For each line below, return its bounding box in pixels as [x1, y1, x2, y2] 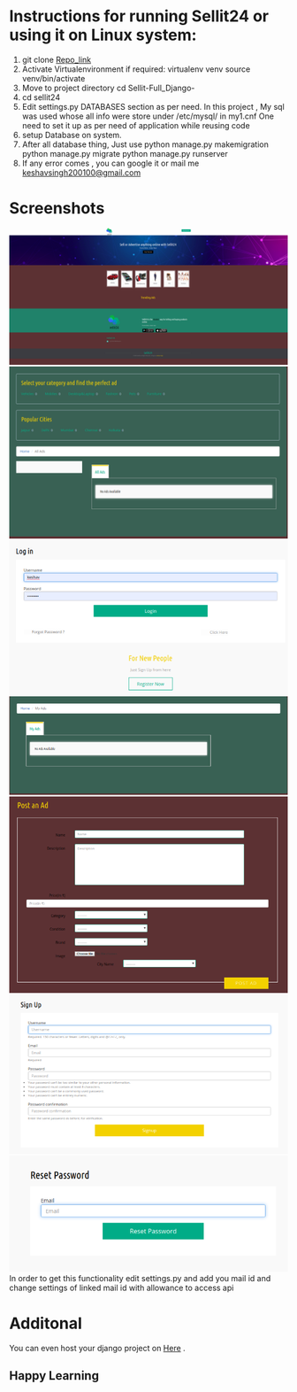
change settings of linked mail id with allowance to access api [9, 1282, 234, 1293]
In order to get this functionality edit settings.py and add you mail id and [9, 1272, 271, 1283]
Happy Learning [9, 1368, 100, 1383]
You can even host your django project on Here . [9, 1342, 186, 1353]
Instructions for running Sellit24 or [9, 6, 270, 27]
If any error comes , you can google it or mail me [21, 158, 200, 168]
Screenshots [9, 198, 105, 219]
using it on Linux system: [9, 25, 197, 45]
